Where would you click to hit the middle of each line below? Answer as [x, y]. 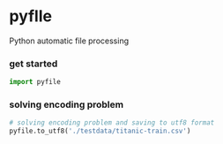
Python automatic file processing [69, 41]
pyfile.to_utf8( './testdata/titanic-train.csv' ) [100, 131]
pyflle [31, 16]
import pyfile [35, 82]
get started [33, 64]
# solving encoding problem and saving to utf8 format [112, 123]
